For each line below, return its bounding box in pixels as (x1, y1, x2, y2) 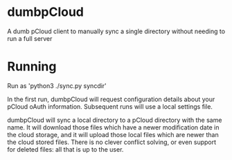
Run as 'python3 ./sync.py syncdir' (7, 81, 107, 90)
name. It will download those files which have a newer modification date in (7, 123, 220, 132)
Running (7, 59, 57, 75)
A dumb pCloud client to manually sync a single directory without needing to (7, 27, 226, 35)
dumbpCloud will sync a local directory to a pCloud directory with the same (7, 116, 222, 124)
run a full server (7, 34, 53, 42)
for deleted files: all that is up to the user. (7, 145, 124, 153)
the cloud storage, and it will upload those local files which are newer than (7, 130, 220, 139)
